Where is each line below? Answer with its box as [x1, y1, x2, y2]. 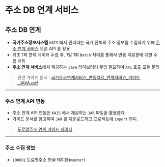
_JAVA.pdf [17, 80, 38, 86]
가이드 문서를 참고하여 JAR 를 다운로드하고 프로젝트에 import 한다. [12, 116, 138, 122]
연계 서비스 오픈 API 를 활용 [17, 46, 70, 52]
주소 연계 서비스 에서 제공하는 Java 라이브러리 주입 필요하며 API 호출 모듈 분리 [12, 64, 160, 70]
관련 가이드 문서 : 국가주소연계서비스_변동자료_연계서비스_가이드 [17, 75, 140, 80]
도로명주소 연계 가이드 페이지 [17, 126, 73, 133]
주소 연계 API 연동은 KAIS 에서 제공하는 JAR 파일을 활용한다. [12, 110, 126, 116]
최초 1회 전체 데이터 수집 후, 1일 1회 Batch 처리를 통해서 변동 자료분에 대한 [12, 52, 153, 57]
